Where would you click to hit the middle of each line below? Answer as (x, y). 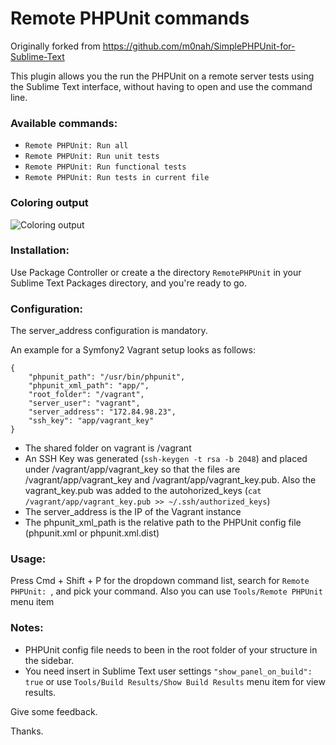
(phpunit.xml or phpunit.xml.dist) (92, 533)
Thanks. (27, 731)
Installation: (40, 250)
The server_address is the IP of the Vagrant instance (133, 512)
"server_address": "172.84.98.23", (102, 412)
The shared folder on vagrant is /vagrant (108, 448)
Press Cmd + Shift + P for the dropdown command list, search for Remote (160, 581)
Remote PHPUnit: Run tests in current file (117, 178)
